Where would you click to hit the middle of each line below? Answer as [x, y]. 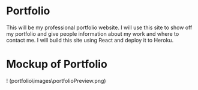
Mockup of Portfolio [57, 64]
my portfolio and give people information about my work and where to [93, 33]
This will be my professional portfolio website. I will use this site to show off [99, 27]
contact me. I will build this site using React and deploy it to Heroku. [90, 40]
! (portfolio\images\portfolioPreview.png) [56, 80]
